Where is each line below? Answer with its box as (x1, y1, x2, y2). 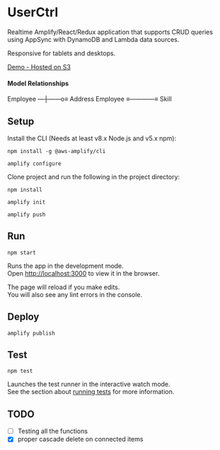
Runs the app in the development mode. (7, 261, 124, 270)
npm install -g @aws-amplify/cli (7, 147, 106, 154)
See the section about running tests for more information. (7, 388, 175, 396)
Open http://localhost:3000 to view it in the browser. (7, 269, 160, 277)
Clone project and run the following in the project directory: (7, 172, 180, 181)
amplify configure (7, 160, 62, 167)
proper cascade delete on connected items (17, 435, 144, 444)
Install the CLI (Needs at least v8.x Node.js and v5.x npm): (7, 134, 177, 142)
